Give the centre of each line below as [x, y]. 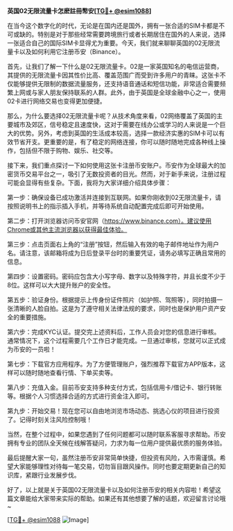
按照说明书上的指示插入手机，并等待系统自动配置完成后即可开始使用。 [107, 206]
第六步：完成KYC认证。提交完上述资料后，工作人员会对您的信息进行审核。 [114, 332]
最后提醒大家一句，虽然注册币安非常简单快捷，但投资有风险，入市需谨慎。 [113, 458]
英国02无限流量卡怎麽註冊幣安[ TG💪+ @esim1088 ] [79, 11]
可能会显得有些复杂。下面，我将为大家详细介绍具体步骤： [89, 183]
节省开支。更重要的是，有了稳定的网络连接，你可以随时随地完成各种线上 [116, 142]
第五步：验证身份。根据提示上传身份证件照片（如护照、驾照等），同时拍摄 [112, 300]
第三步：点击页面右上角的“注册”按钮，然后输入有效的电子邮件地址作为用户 [113, 244]
